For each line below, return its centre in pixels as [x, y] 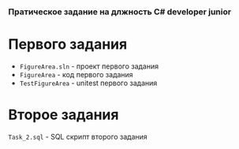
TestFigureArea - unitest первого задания [88, 83]
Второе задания [63, 115]
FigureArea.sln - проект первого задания [89, 66]
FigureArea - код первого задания [76, 74]
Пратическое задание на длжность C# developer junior [119, 12]
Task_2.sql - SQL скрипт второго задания [78, 136]
